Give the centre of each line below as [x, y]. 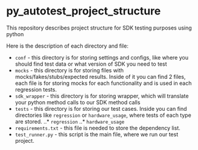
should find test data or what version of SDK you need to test [91, 64]
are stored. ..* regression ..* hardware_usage [70, 121]
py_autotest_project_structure [84, 11]
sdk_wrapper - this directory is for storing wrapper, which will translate [102, 96]
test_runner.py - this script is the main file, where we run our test [97, 134]
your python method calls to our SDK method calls [78, 102]
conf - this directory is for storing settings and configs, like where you [102, 57]
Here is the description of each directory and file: [67, 46]
